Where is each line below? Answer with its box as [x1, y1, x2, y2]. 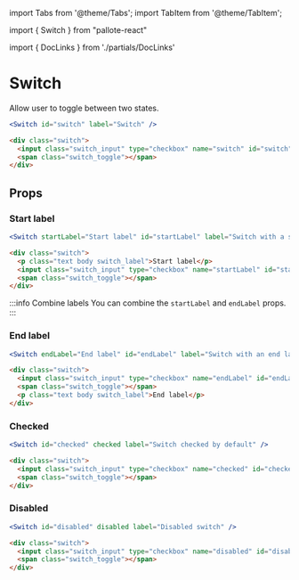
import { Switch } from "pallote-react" [9, 25, 148, 35]
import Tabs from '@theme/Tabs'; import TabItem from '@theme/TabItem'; [9, 8, 283, 18]
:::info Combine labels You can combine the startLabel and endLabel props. [9, 298, 287, 308]
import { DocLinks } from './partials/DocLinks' [9, 42, 175, 53]
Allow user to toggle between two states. [9, 102, 159, 113]
